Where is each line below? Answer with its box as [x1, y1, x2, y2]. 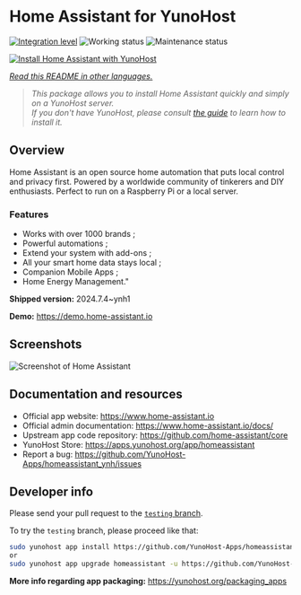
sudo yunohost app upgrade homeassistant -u [9, 559, 178, 569]
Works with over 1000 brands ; [21, 229, 136, 240]
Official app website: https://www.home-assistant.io [21, 410, 215, 421]
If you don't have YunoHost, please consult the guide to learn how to [30, 107, 287, 118]
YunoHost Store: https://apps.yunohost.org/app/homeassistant [21, 439, 255, 450]
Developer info [9, 485, 94, 500]
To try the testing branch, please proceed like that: [9, 525, 199, 536]
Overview [9, 143, 65, 158]
